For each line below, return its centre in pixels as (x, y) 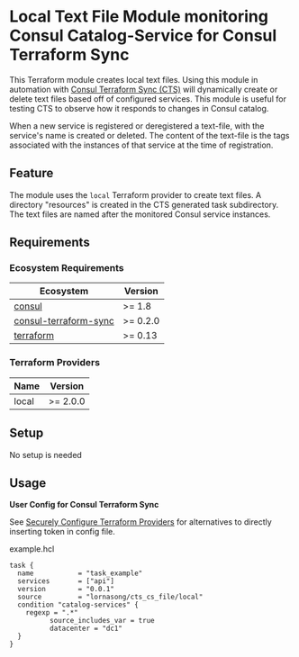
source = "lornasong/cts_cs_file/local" (110, 597)
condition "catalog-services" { (78, 605)
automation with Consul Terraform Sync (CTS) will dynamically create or (144, 89)
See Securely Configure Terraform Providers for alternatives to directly (140, 522)
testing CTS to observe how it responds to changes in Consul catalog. (139, 108)
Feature (32, 173)
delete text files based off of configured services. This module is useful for (148, 99)
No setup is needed (46, 454)
